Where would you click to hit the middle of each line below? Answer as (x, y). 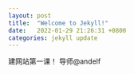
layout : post (30, 16)
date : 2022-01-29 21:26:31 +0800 (67, 30)
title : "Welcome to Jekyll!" (59, 23)
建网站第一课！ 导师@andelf (55, 61)
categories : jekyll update (53, 38)
